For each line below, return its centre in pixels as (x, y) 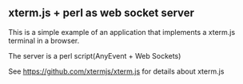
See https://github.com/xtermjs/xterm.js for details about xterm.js (116, 71)
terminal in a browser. (44, 40)
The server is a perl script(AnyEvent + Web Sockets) (95, 55)
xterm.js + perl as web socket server (101, 13)
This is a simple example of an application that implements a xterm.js (122, 32)
